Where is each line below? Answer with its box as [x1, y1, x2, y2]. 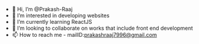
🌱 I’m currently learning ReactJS [11, 18, 92, 25]
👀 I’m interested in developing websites [11, 12, 110, 19]
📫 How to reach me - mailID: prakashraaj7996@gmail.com [11, 32, 157, 38]
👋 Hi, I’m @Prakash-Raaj [11, 6, 73, 12]
